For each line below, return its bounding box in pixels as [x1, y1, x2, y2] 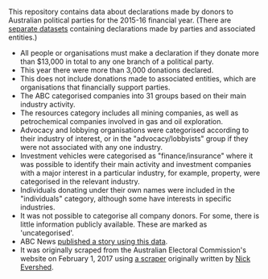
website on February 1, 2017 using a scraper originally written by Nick [19, 254, 251, 263]
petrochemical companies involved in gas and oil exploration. [19, 117, 224, 126]
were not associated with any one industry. [19, 143, 163, 152]
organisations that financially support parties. [19, 82, 171, 92]
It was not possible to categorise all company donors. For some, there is [19, 211, 260, 220]
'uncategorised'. [19, 228, 75, 237]
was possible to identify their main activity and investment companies [19, 160, 252, 169]
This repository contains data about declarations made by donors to [8, 7, 233, 16]
